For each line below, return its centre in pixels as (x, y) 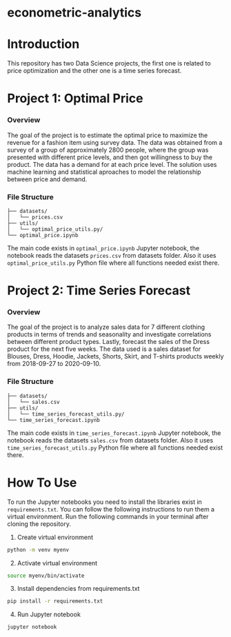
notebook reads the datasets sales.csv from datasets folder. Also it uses (110, 440)
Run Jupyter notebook (49, 614)
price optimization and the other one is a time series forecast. (94, 71)
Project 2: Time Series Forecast (99, 291)
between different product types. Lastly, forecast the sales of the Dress (109, 342)
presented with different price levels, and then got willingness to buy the (110, 157)
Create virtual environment (55, 537)
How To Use (42, 482)
